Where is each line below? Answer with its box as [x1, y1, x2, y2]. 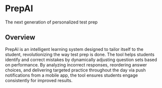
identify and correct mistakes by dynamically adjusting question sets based [5, 57, 158, 63]
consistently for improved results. [5, 77, 72, 83]
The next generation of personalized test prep [5, 19, 98, 25]
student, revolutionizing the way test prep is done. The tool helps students [5, 51, 155, 57]
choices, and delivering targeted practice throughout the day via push [5, 67, 146, 73]
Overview [5, 33, 36, 42]
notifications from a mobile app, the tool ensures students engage [5, 72, 138, 78]
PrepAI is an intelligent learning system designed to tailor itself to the [5, 46, 143, 52]
